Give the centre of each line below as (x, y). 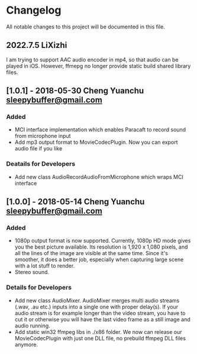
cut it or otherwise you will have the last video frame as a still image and (102, 319)
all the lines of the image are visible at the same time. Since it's (91, 253)
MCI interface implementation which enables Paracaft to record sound (100, 130)
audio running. (32, 326)
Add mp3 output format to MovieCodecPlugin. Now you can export (96, 142)
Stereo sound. (32, 272)
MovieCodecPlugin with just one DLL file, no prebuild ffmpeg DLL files (100, 338)
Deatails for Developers (41, 164)
